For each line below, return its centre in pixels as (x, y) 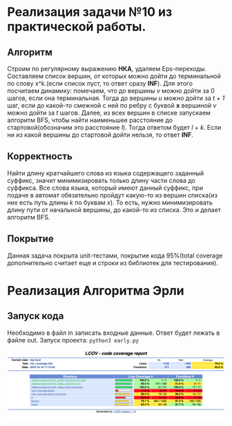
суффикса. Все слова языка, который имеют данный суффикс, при (105, 188)
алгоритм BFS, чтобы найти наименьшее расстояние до (90, 120)
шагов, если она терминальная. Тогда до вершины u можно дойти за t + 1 (116, 98)
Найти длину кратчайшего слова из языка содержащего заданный (106, 173)
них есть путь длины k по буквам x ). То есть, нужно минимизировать (110, 202)
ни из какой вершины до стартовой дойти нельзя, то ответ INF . (100, 135)
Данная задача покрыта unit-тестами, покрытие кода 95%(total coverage (115, 255)
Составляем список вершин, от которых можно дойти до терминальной (114, 76)
